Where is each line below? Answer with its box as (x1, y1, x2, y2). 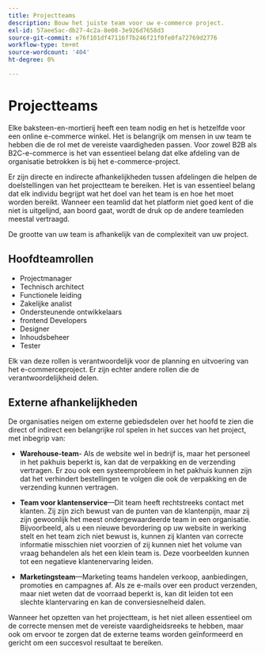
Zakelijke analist (19, 299, 73, 308)
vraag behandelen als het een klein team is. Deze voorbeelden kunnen (19, 548, 250, 558)
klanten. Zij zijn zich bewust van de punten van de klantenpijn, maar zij (19, 506, 250, 516)
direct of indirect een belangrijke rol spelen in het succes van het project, (8, 425, 247, 435)
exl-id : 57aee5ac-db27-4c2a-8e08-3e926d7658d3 (8, 26, 165, 34)
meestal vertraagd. (8, 214, 70, 223)
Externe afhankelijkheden (8, 396, 138, 409)
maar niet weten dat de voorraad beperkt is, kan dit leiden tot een (19, 589, 233, 599)
